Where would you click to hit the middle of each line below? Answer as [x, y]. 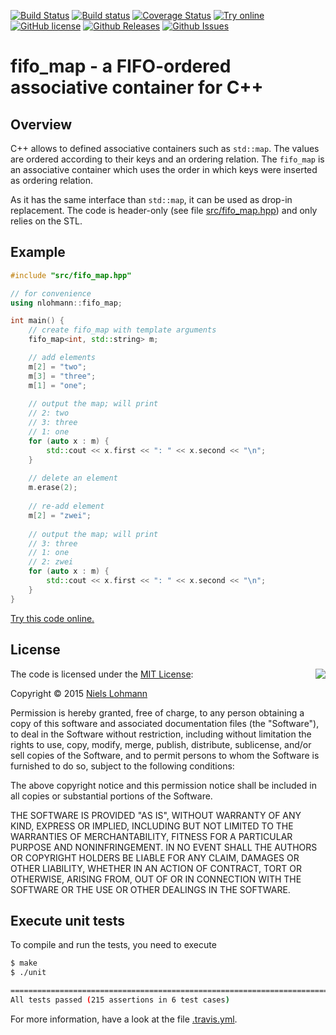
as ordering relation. [52, 180]
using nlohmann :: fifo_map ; [66, 303]
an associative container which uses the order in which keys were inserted [164, 169]
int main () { [37, 321]
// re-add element [66, 506]
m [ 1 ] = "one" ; [57, 385]
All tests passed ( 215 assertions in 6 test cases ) [120, 1000]
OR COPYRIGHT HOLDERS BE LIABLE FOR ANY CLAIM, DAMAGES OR [155, 857]
